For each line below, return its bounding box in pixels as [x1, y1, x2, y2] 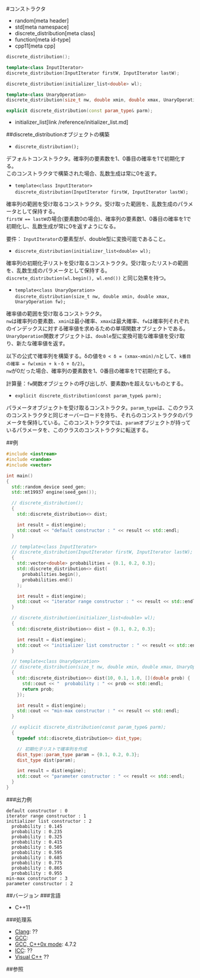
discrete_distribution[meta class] [14, 30, 95, 37]
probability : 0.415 [11, 839, 62, 845]
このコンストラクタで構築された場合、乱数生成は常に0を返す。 [6, 170, 160, 177]
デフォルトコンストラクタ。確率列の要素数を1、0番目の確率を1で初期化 [6, 155, 180, 162]
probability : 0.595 [11, 850, 62, 855]
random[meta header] [14, 17, 69, 24]
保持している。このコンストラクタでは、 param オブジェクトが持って [26, 419, 191, 427]
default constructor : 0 [6, 808, 68, 814]
